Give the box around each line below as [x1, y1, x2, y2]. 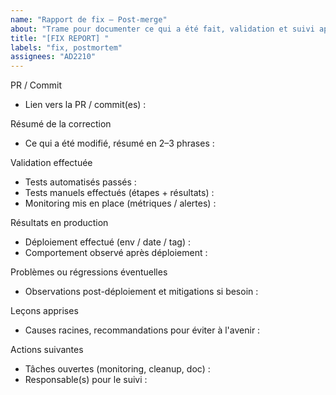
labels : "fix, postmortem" [10, 42, 123, 53]
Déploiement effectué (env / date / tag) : [24, 236, 191, 248]
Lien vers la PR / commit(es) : [24, 99, 147, 111]
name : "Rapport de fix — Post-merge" [10, 14, 168, 25]
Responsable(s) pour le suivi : [24, 374, 148, 386]
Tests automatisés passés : [24, 176, 137, 188]
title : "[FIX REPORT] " [10, 33, 110, 43]
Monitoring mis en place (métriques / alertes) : [24, 197, 217, 210]
